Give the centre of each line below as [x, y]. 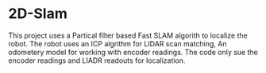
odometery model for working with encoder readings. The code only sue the [133, 52]
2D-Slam [38, 14]
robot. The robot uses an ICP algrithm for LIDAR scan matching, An [118, 43]
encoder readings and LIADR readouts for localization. [97, 60]
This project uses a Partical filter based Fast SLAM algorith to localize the [128, 35]
